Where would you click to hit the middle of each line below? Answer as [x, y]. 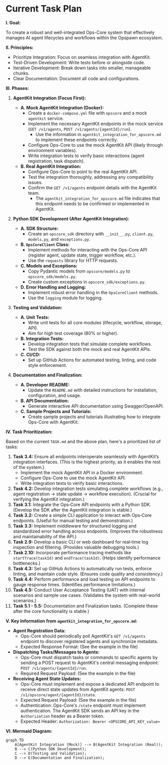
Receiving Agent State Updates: [47, 679]
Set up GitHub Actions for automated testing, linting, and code [92, 360]
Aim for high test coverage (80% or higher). [73, 333]
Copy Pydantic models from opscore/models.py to [79, 271]
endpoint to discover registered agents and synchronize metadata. [89, 641]
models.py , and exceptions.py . [59, 239]
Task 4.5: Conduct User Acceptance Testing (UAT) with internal [79, 590]
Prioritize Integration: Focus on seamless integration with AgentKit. [82, 57]
